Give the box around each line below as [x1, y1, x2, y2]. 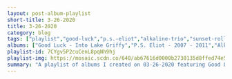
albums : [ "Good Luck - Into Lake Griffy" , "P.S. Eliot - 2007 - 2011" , [7, 42, 215, 49]
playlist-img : [7, 55, 48, 62]
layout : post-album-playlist [7, 10, 91, 17]
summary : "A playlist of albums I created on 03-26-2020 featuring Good [7, 61, 221, 68]
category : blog [7, 29, 51, 36]
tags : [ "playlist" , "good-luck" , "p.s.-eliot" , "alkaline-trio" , [7, 36, 190, 43]
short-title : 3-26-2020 [7, 16, 76, 23]
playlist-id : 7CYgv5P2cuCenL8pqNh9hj [7, 49, 116, 56]
